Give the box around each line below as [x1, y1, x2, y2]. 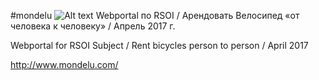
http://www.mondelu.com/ [10, 59, 119, 70]
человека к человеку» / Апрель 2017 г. [10, 20, 176, 32]
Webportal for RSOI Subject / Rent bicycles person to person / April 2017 [10, 40, 309, 51]
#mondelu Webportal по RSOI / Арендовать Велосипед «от [10, 10, 300, 21]
